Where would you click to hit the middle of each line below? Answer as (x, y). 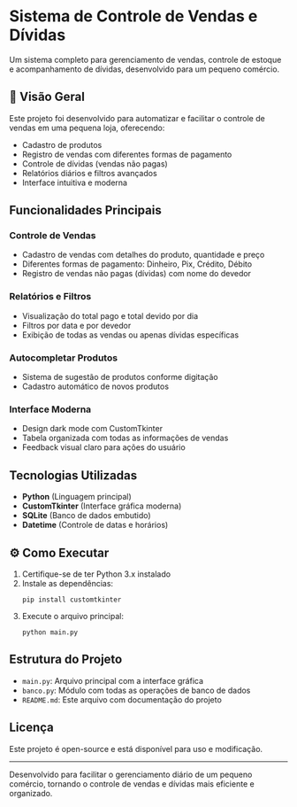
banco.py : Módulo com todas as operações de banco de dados (136, 690)
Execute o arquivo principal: (72, 616)
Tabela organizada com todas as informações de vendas (125, 438)
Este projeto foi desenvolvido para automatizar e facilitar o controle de (137, 118)
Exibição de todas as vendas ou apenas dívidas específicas (130, 335)
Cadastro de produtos (62, 144)
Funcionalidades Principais (85, 210)
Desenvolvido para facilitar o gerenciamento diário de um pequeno (131, 774)
